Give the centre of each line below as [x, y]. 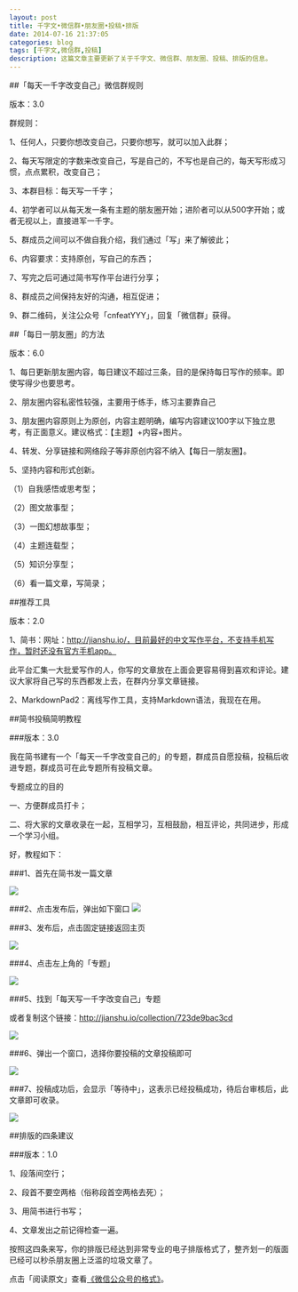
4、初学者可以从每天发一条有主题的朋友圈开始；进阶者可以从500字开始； [143, 209]
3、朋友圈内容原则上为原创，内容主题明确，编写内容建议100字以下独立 [139, 421]
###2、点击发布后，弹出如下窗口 [70, 909]
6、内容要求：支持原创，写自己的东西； [82, 258]
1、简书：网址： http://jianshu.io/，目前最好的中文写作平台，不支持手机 [138, 640]
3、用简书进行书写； [47, 1211]
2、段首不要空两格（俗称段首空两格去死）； [87, 1192]
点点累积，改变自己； [63, 172]
